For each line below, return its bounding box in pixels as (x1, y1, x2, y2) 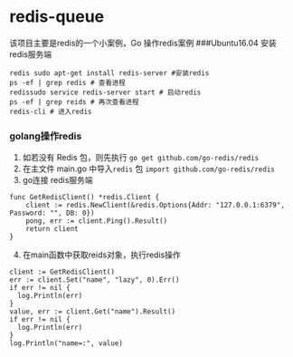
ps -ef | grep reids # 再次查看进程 (9, 97, 139, 106)
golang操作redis (9, 130, 82, 142)
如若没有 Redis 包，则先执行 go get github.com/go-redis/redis (22, 152, 260, 163)
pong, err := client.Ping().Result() (25, 217, 168, 226)
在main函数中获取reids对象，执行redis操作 (22, 249, 181, 260)
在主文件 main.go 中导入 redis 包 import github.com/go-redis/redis (22, 163, 276, 174)
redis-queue (9, 6, 105, 27)
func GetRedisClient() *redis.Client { (9, 193, 160, 202)
